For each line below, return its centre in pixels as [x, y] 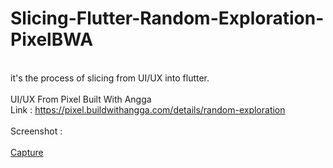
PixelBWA [52, 39]
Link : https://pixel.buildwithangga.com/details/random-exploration [148, 109]
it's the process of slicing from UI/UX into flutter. [110, 78]
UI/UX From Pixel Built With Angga [81, 99]
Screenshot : [36, 131]
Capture [27, 152]
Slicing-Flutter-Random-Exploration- [167, 18]
